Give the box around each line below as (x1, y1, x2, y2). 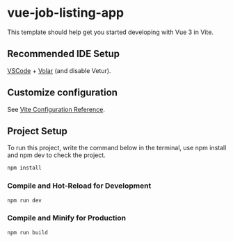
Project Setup (7, 125, 68, 137)
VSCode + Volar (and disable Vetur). (7, 66, 111, 74)
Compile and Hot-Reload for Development (7, 181, 152, 191)
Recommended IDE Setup (7, 48, 120, 60)
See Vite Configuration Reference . (7, 105, 106, 113)
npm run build (7, 229, 49, 236)
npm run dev (7, 197, 42, 204)
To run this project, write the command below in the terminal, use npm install (7, 144, 227, 152)
